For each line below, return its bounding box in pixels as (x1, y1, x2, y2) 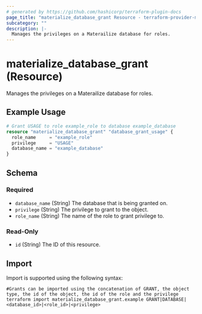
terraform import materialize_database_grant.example (6, 296, 144, 303)
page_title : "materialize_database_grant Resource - (6, 14, 141, 20)
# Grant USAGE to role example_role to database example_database (6, 123, 176, 129)
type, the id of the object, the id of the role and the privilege (6, 291, 179, 297)
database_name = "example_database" (11, 146, 103, 152)
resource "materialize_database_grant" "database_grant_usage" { (6, 129, 173, 135)
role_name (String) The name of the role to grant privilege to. (14, 212, 164, 220)
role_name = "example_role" (11, 134, 93, 140)
